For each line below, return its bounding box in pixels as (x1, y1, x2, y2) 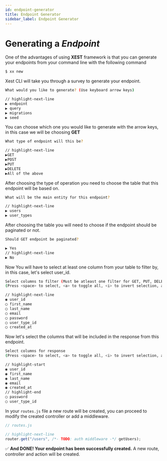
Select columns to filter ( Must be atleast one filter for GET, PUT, (5, 279, 153, 284)
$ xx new (5, 69, 23, 74)
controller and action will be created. (5, 451, 81, 457)
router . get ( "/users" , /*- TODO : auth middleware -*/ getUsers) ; (5, 436, 141, 442)
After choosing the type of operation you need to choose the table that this (5, 180, 159, 186)
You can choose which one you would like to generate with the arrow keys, (5, 124, 159, 130)
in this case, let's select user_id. (5, 269, 71, 275)
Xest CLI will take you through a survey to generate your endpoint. (5, 78, 141, 84)
